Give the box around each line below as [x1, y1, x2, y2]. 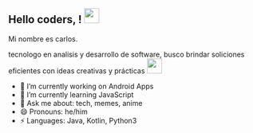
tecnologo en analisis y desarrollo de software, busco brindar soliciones [8, 49, 245, 59]
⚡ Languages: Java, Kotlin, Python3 [19, 115, 137, 125]
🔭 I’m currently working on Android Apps [19, 81, 154, 91]
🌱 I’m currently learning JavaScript [19, 89, 134, 100]
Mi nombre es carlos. [8, 33, 78, 44]
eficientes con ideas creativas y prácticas [8, 65, 145, 76]
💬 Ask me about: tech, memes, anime [19, 98, 143, 108]
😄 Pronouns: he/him [19, 107, 88, 116]
